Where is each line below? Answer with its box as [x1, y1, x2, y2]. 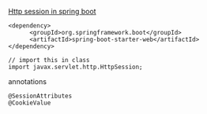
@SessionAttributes [8, 92, 73, 100]
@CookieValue [8, 99, 51, 107]
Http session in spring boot [8, 7, 96, 16]
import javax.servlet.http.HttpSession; [8, 63, 144, 71]
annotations [8, 77, 47, 86]
